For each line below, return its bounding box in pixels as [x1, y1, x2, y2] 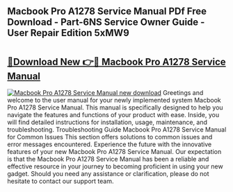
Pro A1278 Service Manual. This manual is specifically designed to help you [7, 103, 224, 112]
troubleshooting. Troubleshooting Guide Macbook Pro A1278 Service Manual [7, 125, 227, 134]
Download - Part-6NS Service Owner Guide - [7, 17, 205, 28]
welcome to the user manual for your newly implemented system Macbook [7, 96, 221, 104]
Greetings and [163, 89, 204, 96]
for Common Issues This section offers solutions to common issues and [7, 133, 213, 141]
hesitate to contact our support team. [7, 177, 114, 185]
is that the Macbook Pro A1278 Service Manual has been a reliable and [7, 155, 209, 163]
